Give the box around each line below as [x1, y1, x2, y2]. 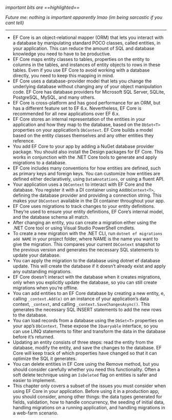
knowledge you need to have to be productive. [12, 51, 111, 57]
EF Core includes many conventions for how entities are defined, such [12, 165, 161, 171]
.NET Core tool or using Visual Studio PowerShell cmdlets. [12, 225, 136, 231]
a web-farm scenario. [12, 410, 59, 416]
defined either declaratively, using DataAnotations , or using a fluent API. [12, 176, 165, 182]
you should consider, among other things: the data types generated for [12, 394, 162, 400]
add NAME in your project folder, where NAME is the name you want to [12, 236, 159, 242]
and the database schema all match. [12, 214, 90, 220]
